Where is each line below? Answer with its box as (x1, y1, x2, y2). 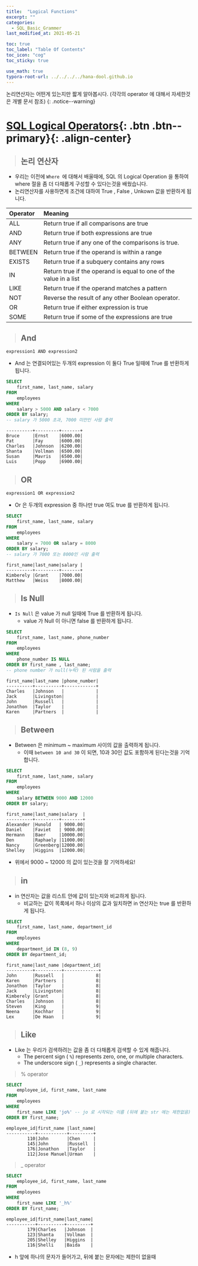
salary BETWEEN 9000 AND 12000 (16, 795, 94, 801)
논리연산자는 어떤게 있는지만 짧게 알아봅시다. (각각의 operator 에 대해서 (6, 91, 170, 98)
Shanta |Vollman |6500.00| (6, 448, 83, 454)
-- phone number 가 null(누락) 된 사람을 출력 (6, 667, 111, 673)
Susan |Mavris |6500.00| (6, 454, 83, 460)
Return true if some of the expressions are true (43, 313, 173, 321)
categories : (6, 19, 35, 25)
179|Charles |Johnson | (27, 1227, 94, 1232)
